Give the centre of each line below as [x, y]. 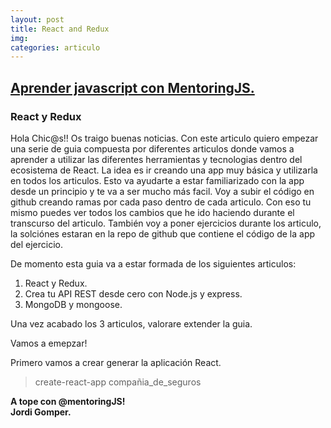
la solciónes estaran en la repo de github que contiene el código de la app [163, 233]
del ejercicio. [37, 244]
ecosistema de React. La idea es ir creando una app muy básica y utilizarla [164, 170]
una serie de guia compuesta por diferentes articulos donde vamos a [152, 148]
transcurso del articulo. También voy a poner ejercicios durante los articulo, [166, 223]
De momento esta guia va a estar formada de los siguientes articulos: [153, 263]
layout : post [37, 19]
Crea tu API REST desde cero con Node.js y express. [133, 293]
